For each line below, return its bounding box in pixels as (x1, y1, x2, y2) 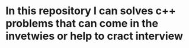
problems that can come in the (5, 17, 158, 30)
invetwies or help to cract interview (5, 30, 183, 43)
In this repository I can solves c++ (5, 4, 176, 18)
